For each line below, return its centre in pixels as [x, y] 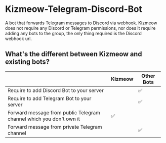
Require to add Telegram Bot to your [49, 98]
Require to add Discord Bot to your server [56, 90]
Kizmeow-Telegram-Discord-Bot [74, 9]
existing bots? [27, 62]
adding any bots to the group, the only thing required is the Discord [73, 33]
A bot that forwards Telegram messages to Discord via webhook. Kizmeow [81, 23]
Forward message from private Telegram [55, 127]
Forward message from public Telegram [54, 112]
